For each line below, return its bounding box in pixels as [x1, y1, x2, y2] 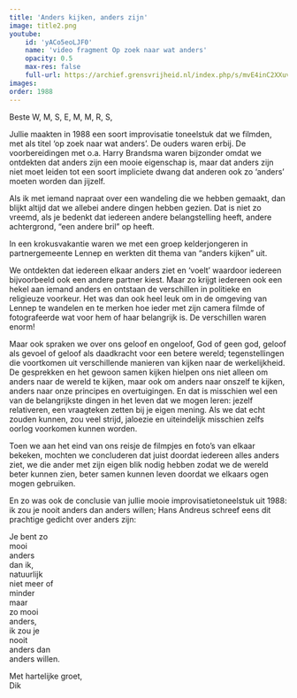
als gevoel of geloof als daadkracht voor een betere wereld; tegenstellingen [9, 347, 285, 359]
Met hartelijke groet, [9, 671, 82, 681]
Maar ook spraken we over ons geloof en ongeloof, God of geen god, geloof [9, 338, 287, 349]
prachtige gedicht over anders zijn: [9, 514, 137, 524]
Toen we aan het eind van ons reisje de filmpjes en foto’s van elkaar [9, 440, 255, 451]
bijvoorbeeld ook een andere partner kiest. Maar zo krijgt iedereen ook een [9, 274, 283, 284]
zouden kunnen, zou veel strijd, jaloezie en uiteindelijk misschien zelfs [9, 414, 264, 424]
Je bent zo [9, 531, 49, 541]
